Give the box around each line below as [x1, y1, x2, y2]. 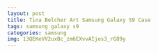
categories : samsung [7, 29, 68, 36]
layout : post [7, 10, 45, 17]
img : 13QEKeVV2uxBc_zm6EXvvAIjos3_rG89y [7, 36, 127, 43]
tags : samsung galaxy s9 [7, 23, 79, 30]
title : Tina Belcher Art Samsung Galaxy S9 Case [7, 17, 151, 23]
